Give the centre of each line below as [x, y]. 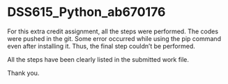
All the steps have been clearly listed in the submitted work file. [98, 59]
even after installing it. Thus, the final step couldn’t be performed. [101, 46]
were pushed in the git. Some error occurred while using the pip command [114, 38]
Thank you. [23, 73]
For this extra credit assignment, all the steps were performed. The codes [113, 31]
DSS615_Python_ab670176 [86, 12]
